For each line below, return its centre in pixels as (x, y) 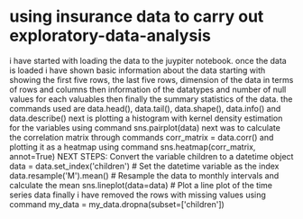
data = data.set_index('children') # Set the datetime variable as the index (144, 166)
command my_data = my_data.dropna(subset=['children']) (117, 204)
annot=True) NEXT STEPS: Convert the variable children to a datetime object (151, 156)
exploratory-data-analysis (110, 36)
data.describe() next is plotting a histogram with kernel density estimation (146, 118)
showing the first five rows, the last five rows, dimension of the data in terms (151, 79)
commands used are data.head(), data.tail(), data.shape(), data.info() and (145, 108)
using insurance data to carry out (137, 17)
